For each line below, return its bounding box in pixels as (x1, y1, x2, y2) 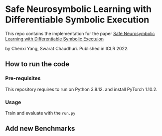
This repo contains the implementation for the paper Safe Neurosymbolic (5, 30, 156, 36)
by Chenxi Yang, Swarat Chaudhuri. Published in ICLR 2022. (5, 45, 129, 51)
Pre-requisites (5, 75, 41, 82)
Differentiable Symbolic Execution (5, 14, 150, 25)
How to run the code (5, 60, 70, 68)
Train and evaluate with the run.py (5, 110, 76, 116)
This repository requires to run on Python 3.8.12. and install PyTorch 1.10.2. (5, 86, 158, 92)
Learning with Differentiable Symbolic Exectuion (5, 36, 104, 42)
